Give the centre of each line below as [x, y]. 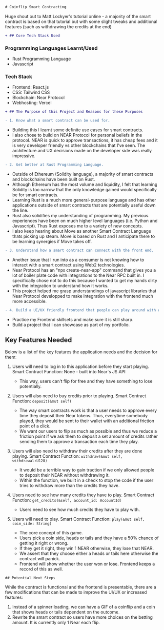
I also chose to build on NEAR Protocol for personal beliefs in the [77, 135]
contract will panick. [40, 558]
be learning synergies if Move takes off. [52, 241]
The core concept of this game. [51, 532]
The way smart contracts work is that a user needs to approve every [88, 410]
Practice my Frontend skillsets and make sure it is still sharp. [73, 319]
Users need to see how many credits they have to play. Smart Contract [83, 495]
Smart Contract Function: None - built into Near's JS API [69, 371]
